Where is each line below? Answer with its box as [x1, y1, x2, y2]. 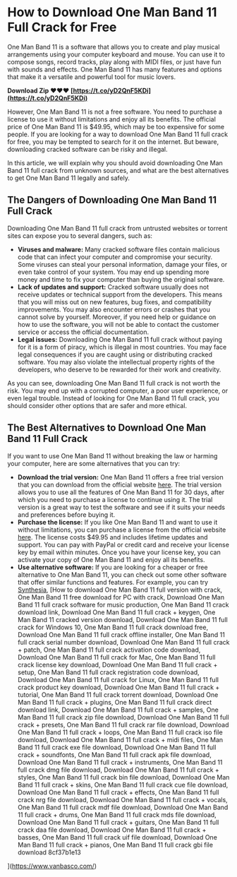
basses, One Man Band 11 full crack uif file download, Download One [17, 833, 217, 841]
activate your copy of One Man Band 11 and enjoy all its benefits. [17, 555, 205, 563]
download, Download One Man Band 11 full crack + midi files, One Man [17, 735, 224, 744]
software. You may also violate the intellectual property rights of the [17, 357, 215, 366]
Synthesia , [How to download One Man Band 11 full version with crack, [17, 585, 223, 594]
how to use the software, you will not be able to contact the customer [17, 320, 220, 328]
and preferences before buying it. [17, 510, 116, 519]
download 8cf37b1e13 [17, 848, 81, 857]
